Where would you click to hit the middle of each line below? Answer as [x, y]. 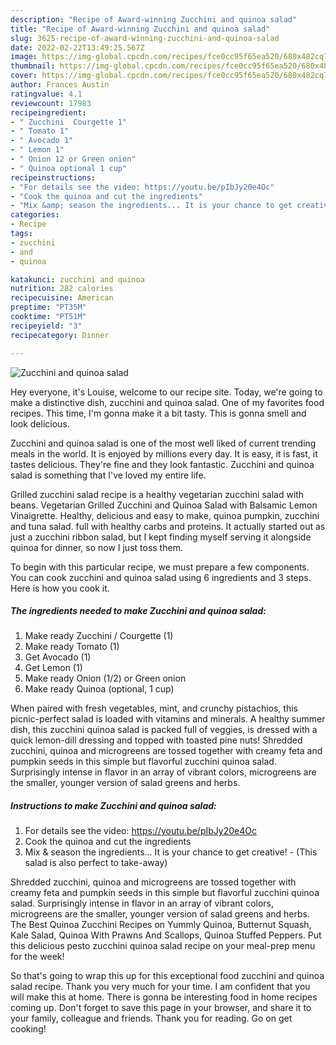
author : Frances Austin [60, 85]
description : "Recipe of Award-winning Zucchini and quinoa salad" [154, 19]
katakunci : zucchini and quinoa [77, 279]
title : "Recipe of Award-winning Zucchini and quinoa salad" [140, 29]
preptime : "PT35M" [48, 307]
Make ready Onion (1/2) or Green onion [105, 678]
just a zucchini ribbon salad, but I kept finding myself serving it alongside [161, 537]
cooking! [28, 1029]
